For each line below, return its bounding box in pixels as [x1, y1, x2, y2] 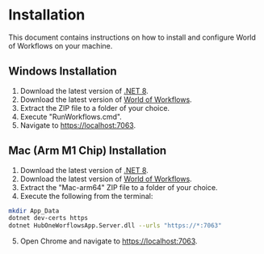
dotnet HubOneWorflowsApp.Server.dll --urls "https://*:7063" [8, 222, 222, 230]
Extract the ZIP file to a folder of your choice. [19, 103, 170, 112]
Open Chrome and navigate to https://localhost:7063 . [19, 236, 198, 246]
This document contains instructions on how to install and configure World [8, 32, 257, 42]
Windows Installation [8, 65, 117, 78]
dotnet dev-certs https [8, 214, 89, 222]
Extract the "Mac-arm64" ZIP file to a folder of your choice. [19, 182, 218, 192]
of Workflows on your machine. [8, 40, 113, 50]
